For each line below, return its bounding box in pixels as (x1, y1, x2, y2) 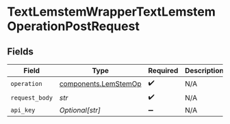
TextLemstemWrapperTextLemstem (7, 4, 216, 20)
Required (148, 66, 179, 75)
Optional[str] (59, 106, 101, 114)
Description (184, 66, 224, 75)
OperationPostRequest (7, 18, 140, 34)
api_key (10, 106, 36, 114)
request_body (10, 93, 53, 102)
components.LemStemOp (59, 79, 142, 89)
